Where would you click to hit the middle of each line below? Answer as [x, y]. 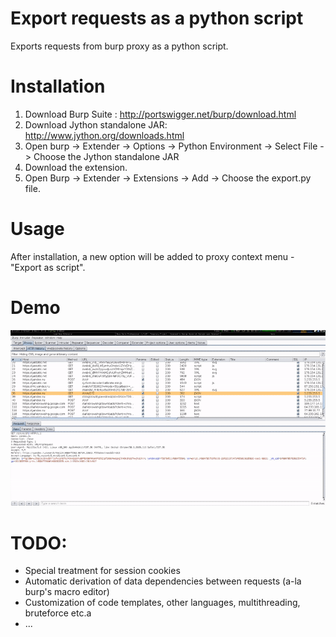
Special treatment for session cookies [102, 571]
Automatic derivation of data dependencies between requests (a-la [163, 581]
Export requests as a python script [157, 18]
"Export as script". [48, 267]
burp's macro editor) [67, 592]
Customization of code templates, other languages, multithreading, [162, 603]
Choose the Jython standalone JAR [106, 156]
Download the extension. [76, 167]
